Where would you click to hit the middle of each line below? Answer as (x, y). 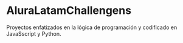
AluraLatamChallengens (69, 11)
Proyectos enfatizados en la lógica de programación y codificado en (92, 27)
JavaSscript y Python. (34, 33)
